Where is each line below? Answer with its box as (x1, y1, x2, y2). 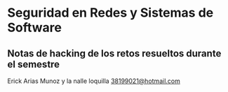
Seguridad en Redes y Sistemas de (7, 5, 214, 21)
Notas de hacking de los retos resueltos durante (7, 47, 222, 59)
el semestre (7, 58, 60, 70)
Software (7, 20, 62, 36)
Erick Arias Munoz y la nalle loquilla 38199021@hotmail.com (7, 77, 180, 85)
